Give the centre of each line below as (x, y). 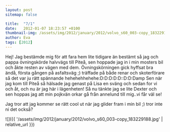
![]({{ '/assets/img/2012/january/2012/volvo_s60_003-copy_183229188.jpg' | (84, 119)
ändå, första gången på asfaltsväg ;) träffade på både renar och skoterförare (85, 73)
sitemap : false (21, 15)
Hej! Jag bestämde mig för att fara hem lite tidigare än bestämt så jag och (82, 56)
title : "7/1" (20, 24)
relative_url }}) (20, 124)
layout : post (19, 10)
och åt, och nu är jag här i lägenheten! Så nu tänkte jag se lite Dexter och (81, 89)
